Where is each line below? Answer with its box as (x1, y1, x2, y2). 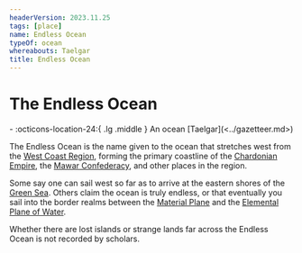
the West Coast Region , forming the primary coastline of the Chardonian (9, 150, 278, 161)
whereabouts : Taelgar (9, 47, 91, 56)
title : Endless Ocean (9, 55, 91, 64)
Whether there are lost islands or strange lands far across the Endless (9, 223, 269, 234)
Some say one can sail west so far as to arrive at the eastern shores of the (9, 177, 286, 188)
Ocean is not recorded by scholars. (9, 233, 140, 244)
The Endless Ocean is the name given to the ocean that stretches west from (9, 140, 291, 151)
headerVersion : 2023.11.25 (9, 13, 111, 23)
